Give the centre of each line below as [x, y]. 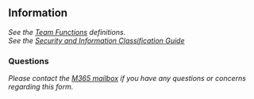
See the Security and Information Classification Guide [96, 40]
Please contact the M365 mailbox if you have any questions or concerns [127, 78]
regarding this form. [41, 87]
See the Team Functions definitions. [67, 32]
